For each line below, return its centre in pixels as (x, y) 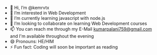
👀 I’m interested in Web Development (48, 13)
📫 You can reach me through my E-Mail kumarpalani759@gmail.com (81, 29)
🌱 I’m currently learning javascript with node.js (58, 18)
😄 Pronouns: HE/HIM (32, 41)
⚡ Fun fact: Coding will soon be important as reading (64, 47)
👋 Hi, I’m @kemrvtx (30, 8)
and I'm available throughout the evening (52, 36)
